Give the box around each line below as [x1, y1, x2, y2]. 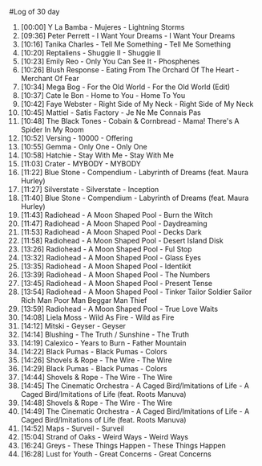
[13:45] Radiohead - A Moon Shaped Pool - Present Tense [20, 279, 213, 288]
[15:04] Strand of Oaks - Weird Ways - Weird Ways [20, 432, 189, 441]
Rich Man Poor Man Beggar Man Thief [20, 296, 147, 305]
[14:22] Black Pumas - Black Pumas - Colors [20, 347, 167, 356]
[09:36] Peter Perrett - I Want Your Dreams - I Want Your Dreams [20, 31, 236, 40]
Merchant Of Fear [20, 74, 79, 83]
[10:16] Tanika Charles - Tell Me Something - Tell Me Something [20, 39, 232, 49]
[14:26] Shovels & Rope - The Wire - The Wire [20, 355, 172, 365]
